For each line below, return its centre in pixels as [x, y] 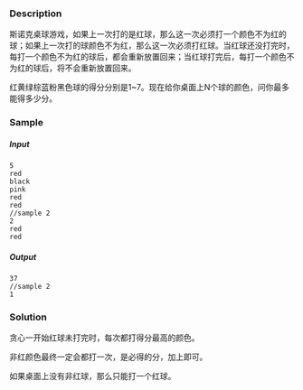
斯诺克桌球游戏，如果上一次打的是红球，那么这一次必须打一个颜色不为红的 [148, 34]
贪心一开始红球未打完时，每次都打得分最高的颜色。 [104, 338]
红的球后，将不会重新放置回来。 [76, 68]
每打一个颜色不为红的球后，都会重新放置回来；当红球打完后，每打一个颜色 [148, 57]
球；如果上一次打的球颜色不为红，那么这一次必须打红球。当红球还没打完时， [152, 46]
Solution [28, 317]
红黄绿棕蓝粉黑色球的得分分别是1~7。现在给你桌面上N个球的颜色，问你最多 [150, 88]
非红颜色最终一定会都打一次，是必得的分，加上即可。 [109, 357]
